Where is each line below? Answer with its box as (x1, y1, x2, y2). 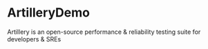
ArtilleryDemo (7, 5, 90, 21)
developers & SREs (7, 35, 62, 43)
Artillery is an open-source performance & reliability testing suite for (7, 28, 201, 36)
